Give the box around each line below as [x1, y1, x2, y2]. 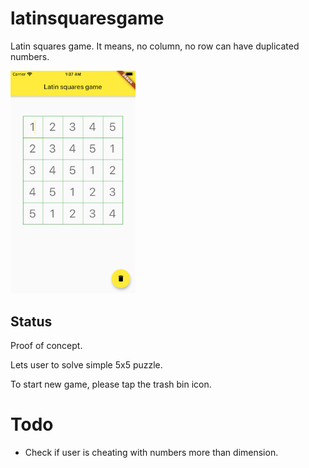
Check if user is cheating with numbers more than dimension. [24, 446, 279, 458]
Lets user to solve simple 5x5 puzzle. [10, 358, 163, 371]
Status [10, 313, 53, 330]
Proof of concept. [10, 339, 83, 351]
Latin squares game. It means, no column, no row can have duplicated [10, 40, 300, 52]
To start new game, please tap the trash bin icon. [10, 378, 212, 390]
